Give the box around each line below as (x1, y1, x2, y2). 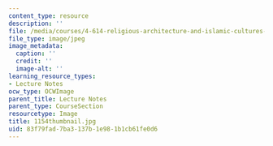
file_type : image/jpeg (8, 34, 85, 43)
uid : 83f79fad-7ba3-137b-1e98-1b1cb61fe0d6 (8, 125, 158, 133)
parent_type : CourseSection (8, 102, 104, 110)
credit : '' (15, 58, 53, 66)
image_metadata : (8, 42, 63, 50)
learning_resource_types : (8, 72, 96, 80)
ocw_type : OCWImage (8, 87, 75, 96)
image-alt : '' (15, 65, 63, 73)
